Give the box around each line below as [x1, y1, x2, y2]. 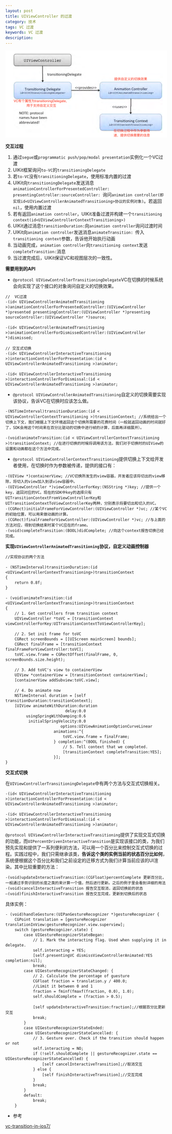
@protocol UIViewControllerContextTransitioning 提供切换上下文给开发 [12, 456, 164, 462]
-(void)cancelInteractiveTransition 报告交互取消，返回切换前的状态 [5, 886, 143, 891]
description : [5, 35, 33, 41]
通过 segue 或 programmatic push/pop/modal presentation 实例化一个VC [12, 154, 159, 160]
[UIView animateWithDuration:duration [14, 703, 98, 708]
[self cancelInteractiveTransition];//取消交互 [42, 1062, 143, 1067]
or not [5, 1041, 20, 1046]
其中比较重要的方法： [14, 863, 60, 870]
